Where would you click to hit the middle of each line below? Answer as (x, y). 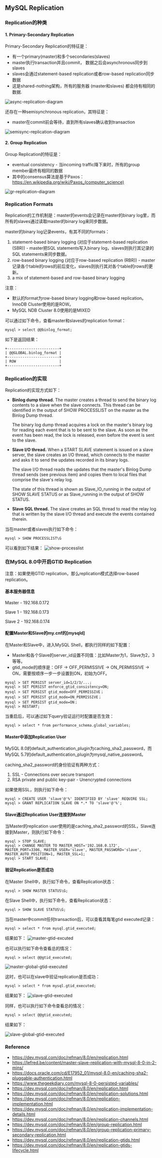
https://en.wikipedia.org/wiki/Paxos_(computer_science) (68, 182)
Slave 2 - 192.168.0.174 (27, 621)
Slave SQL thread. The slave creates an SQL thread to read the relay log (84, 509)
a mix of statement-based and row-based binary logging (68, 278)
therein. (20, 519)
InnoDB (19, 304)
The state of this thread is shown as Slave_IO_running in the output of (81, 489)
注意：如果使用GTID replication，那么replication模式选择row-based (72, 573)
